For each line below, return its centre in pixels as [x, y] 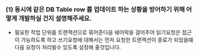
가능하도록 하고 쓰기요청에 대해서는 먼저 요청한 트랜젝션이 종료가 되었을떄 [107, 40]
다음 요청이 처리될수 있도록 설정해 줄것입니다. [68, 47]
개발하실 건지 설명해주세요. [55, 18]
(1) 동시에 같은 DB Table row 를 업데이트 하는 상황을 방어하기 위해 [95, 9]
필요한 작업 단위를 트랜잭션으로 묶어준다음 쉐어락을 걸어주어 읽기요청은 [97, 32]
